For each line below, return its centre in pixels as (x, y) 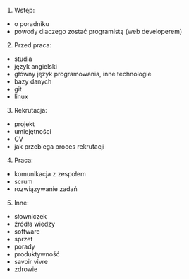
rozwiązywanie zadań (45, 189)
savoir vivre (31, 262)
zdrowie (26, 269)
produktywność (37, 254)
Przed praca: (32, 45)
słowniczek (30, 216)
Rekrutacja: (30, 110)
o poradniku (31, 24)
